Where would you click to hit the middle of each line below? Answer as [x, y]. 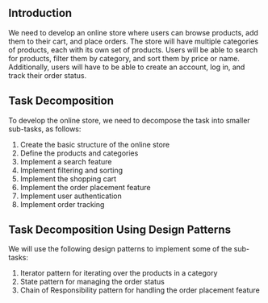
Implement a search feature [66, 161]
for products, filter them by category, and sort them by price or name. [124, 58]
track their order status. [48, 75]
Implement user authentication [71, 196]
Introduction [40, 13]
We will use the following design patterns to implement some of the [120, 249]
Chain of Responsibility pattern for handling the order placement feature [140, 290]
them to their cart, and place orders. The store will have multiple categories [134, 41]
